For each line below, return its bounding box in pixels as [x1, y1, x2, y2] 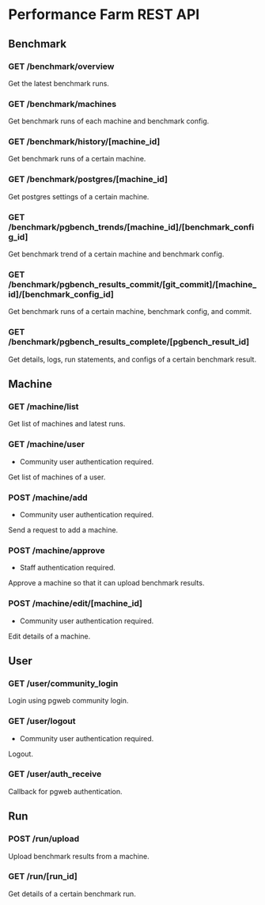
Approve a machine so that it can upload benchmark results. [8, 578, 205, 588]
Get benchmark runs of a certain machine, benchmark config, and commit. [8, 307, 252, 316]
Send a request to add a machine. [8, 524, 119, 535]
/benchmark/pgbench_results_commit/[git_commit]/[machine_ [8, 278, 257, 290]
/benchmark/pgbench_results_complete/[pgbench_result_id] [8, 336, 250, 347]
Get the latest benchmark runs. [8, 78, 109, 88]
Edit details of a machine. [8, 631, 91, 641]
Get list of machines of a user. [8, 472, 106, 482]
